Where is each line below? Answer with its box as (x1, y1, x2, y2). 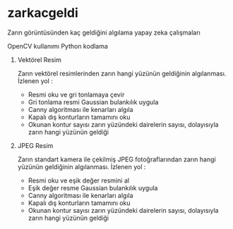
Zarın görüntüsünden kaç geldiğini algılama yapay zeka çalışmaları (7, 28, 201, 37)
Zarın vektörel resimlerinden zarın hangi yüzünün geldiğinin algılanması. (17, 69, 227, 78)
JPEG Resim (17, 141, 54, 149)
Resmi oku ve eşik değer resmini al (28, 176, 129, 185)
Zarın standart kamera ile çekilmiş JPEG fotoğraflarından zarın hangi (17, 155, 217, 163)
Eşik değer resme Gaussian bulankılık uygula (28, 183, 158, 192)
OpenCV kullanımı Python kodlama (7, 42, 108, 50)
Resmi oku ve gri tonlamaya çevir (28, 90, 125, 99)
